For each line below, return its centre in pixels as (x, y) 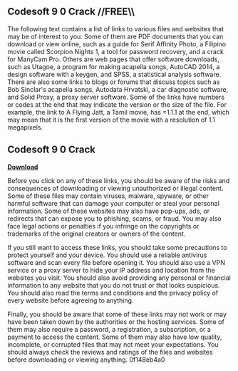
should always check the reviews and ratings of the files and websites (110, 352)
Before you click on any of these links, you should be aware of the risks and (119, 180)
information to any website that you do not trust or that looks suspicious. (114, 285)
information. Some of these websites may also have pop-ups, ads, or (109, 211)
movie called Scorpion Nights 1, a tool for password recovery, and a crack (116, 51)
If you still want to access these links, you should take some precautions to (117, 247)
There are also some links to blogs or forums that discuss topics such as (114, 82)
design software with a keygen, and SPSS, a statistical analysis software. (114, 74)
